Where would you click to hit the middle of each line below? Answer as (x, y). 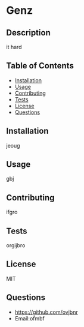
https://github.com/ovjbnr (46, 312)
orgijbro (16, 245)
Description (28, 33)
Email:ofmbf (29, 318)
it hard (14, 47)
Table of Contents (40, 66)
